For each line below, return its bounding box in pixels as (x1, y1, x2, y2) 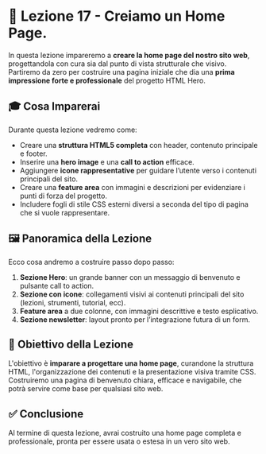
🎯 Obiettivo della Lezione (8, 337, 133, 351)
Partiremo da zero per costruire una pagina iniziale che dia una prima (8, 67, 236, 76)
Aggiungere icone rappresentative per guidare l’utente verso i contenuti (19, 165, 256, 175)
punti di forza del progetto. (19, 191, 107, 200)
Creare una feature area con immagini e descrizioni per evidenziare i (19, 182, 246, 192)
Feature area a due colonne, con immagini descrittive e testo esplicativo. (19, 306, 259, 316)
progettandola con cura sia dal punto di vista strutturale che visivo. (8, 59, 227, 68)
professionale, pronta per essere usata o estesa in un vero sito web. (8, 437, 230, 446)
